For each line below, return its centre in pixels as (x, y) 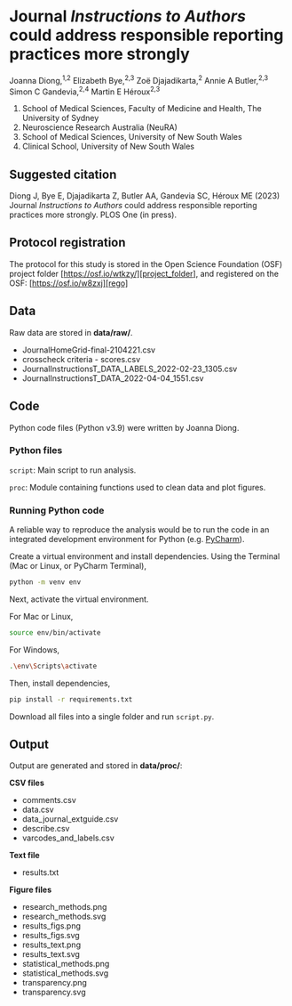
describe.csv (46, 829)
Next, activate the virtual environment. (79, 599)
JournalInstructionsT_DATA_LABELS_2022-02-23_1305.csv (130, 369)
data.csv (38, 810)
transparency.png (54, 983)
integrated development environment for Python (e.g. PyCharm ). (127, 540)
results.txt (40, 872)
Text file (24, 856)
